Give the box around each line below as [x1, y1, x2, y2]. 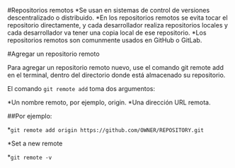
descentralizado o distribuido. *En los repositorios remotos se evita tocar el [7, 13, 228, 22]
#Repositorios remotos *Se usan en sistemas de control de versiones [7, 6, 210, 14]
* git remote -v [7, 153, 52, 161]
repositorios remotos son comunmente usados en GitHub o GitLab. [7, 36, 202, 44]
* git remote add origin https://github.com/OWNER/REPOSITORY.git [7, 126, 204, 133]
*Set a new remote [7, 139, 63, 148]
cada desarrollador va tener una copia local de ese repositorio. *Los [7, 28, 207, 37]
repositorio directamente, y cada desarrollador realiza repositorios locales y [7, 21, 229, 29]
